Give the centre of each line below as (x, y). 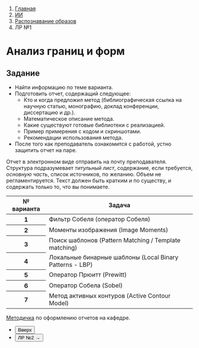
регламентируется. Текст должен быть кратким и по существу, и (89, 181)
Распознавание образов (46, 21)
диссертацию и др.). (49, 112)
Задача (119, 205)
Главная (25, 9)
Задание (23, 73)
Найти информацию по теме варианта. (64, 87)
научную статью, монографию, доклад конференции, (91, 106)
